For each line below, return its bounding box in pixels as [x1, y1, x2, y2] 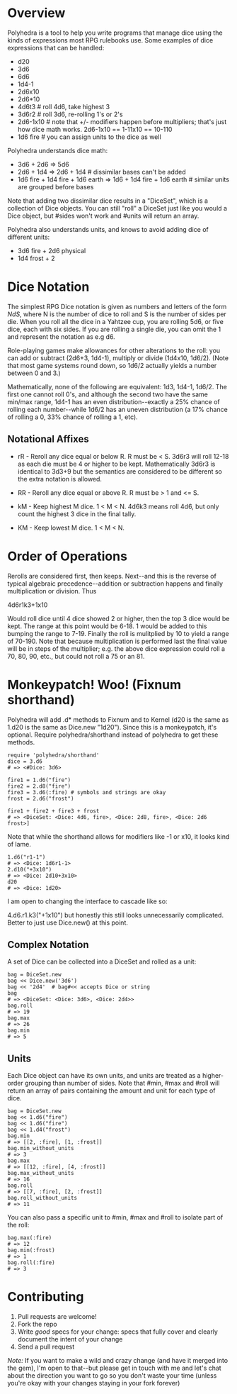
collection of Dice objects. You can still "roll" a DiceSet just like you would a [7, 203, 228, 212]
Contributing [7, 1289, 84, 1305]
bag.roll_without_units [7, 1195, 78, 1202]
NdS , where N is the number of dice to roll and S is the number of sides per [7, 310, 226, 318]
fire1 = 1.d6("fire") [7, 776, 71, 784]
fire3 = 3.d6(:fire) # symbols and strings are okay [7, 788, 166, 796]
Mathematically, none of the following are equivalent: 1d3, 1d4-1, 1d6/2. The [7, 382, 228, 391]
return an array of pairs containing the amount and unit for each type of [7, 1086, 216, 1095]
